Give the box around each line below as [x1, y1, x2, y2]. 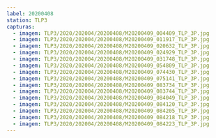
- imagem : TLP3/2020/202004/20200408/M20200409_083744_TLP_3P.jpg [13, 88, 210, 95]
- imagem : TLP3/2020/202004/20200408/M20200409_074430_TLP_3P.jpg [13, 68, 210, 75]
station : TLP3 [6, 17, 48, 24]
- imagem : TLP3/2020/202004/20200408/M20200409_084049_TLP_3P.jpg [13, 95, 210, 102]
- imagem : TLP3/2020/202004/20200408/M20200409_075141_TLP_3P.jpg [13, 75, 210, 82]
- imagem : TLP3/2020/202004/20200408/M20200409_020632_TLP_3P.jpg [13, 43, 210, 49]
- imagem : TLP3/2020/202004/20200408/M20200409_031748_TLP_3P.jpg [13, 56, 210, 63]
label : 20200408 [6, 10, 54, 17]
